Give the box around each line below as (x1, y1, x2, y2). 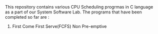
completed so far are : (5, 14, 50, 20)
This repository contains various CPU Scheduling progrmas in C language (5, 4, 154, 10)
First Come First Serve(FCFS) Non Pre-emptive (12, 23, 107, 29)
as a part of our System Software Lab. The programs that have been (5, 9, 142, 15)
